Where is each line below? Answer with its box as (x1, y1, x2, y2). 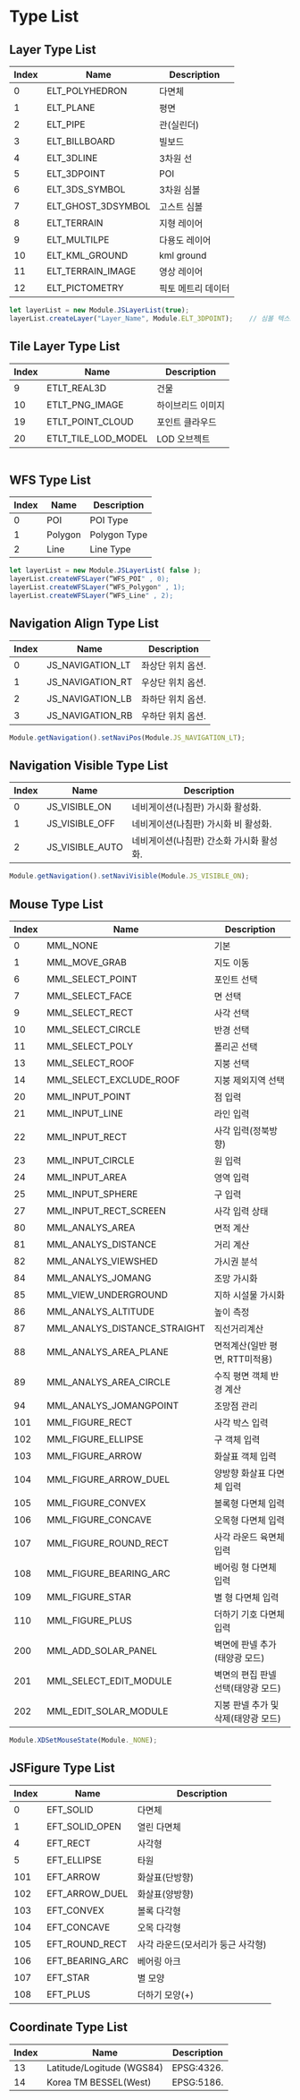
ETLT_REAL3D (46, 381, 107, 394)
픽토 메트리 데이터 (159, 282, 230, 295)
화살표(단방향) (137, 1871, 195, 1883)
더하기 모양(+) (137, 1988, 195, 2001)
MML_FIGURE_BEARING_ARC (46, 1567, 171, 1580)
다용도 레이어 (159, 235, 212, 246)
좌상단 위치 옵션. (141, 659, 207, 672)
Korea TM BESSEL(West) (46, 2076, 152, 2088)
